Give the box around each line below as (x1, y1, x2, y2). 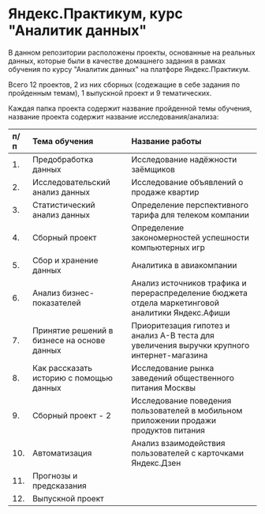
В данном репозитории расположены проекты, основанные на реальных (8, 47, 256, 57)
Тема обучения (32, 135, 94, 146)
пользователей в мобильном (131, 405, 243, 416)
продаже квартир (131, 187, 200, 198)
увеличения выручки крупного (131, 339, 250, 350)
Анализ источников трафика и (131, 278, 247, 289)
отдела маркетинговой (131, 297, 219, 308)
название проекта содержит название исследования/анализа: (8, 111, 219, 121)
